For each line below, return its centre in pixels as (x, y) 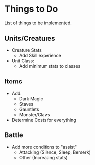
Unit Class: (23, 61)
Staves (26, 104)
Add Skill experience (40, 55)
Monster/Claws (35, 114)
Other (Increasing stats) (43, 158)
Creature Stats (26, 50)
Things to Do (31, 9)
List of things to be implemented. (38, 23)
